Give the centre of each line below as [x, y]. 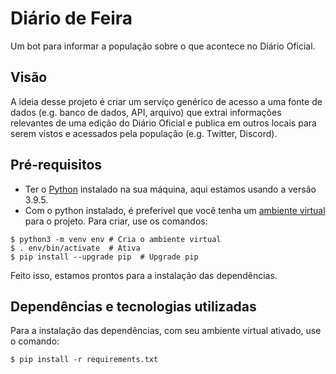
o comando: [35, 341]
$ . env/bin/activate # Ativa [75, 248]
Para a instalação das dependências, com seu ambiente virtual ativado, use [166, 331]
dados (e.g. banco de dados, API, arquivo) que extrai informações [146, 112]
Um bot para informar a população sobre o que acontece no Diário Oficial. [163, 46]
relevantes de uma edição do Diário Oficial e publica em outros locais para [163, 123]
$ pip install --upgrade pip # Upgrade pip [104, 257]
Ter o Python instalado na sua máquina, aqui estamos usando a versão [170, 189]
